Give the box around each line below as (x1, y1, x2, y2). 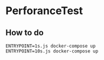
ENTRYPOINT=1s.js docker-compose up (5, 43, 96, 49)
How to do (5, 28, 44, 38)
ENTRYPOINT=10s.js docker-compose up (5, 48, 99, 54)
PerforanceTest (5, 4, 83, 18)
